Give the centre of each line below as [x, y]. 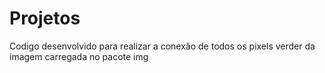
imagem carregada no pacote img [79, 56]
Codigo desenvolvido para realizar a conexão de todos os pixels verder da [162, 46]
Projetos [45, 18]
